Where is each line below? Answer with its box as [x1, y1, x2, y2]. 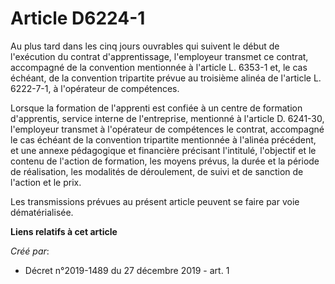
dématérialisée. [10, 206, 74, 218]
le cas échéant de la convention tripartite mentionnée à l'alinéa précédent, [10, 133, 317, 146]
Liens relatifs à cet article [10, 225, 118, 237]
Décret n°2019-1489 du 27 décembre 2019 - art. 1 [24, 264, 230, 276]
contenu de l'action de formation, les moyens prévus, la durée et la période [10, 155, 320, 167]
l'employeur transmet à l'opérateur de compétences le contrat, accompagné [10, 123, 325, 135]
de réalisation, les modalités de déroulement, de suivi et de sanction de [10, 165, 304, 177]
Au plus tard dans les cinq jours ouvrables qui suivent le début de [10, 40, 280, 52]
